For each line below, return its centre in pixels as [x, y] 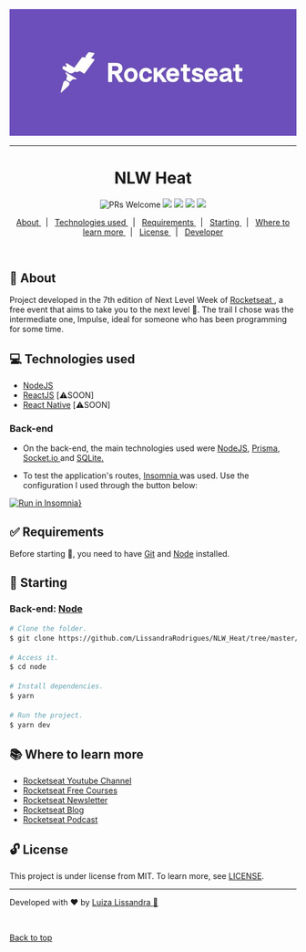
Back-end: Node [46, 609]
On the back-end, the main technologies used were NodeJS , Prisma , [151, 448]
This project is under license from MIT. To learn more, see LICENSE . [137, 876]
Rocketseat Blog [53, 810]
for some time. [36, 330]
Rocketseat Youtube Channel [77, 781]
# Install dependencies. [56, 686]
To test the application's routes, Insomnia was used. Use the [136, 476]
